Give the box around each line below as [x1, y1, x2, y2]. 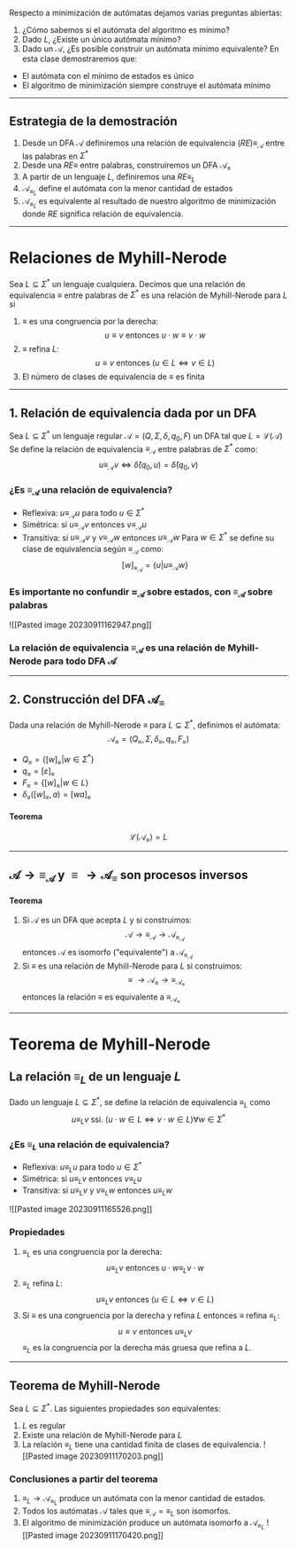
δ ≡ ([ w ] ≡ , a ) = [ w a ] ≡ [21, 789, 91, 801]
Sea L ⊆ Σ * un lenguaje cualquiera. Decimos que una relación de [9, 277, 246, 289]
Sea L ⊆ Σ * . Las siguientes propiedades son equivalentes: [9, 1402, 221, 1413]
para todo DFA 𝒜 [43, 655, 117, 667]
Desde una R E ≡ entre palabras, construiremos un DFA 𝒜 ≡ [21, 160, 232, 173]
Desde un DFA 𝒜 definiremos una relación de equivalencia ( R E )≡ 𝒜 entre [21, 137, 286, 150]
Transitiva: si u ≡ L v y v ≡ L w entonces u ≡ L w [21, 1185, 172, 1197]
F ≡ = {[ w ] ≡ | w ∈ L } [21, 777, 89, 790]
